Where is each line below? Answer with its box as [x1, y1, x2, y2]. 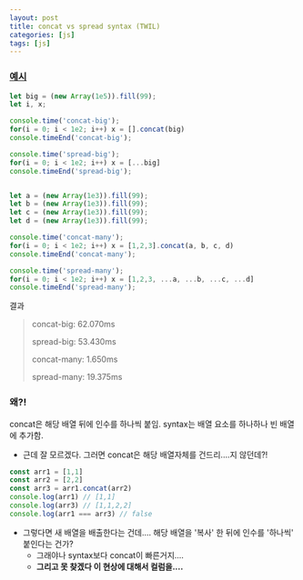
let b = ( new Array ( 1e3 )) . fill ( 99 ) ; [9, 199, 148, 209]
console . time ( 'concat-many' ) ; [9, 233, 125, 242]
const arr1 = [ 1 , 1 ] [9, 467, 84, 476]
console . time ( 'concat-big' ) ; [9, 116, 120, 125]
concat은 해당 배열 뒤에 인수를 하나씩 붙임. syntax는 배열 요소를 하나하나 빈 [9, 418, 278, 429]
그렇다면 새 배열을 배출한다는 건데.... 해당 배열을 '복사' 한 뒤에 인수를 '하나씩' [22, 526, 294, 537]
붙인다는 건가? [22, 538, 75, 549]
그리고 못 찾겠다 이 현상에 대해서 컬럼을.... [35, 561, 184, 572]
